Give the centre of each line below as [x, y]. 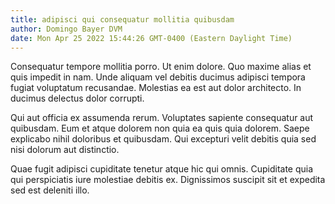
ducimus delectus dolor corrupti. [77, 98]
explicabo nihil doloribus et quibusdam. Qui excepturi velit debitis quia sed [163, 139]
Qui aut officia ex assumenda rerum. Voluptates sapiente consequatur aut [162, 118]
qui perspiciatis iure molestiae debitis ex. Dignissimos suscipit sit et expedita [168, 180]
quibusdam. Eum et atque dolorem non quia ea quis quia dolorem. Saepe [160, 128]
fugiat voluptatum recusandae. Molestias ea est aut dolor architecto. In [156, 88]
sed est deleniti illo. [50, 190]
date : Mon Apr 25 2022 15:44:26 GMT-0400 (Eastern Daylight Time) [151, 38]
